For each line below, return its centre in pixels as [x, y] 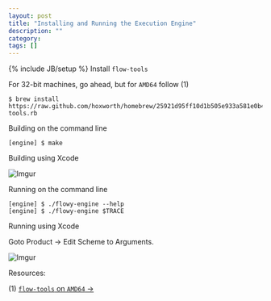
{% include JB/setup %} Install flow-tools [78, 69]
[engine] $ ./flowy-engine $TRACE [67, 211]
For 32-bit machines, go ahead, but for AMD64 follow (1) [99, 85]
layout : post [30, 16]
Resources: [27, 273]
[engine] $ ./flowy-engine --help [67, 204]
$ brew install [34, 99]
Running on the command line [58, 190]
